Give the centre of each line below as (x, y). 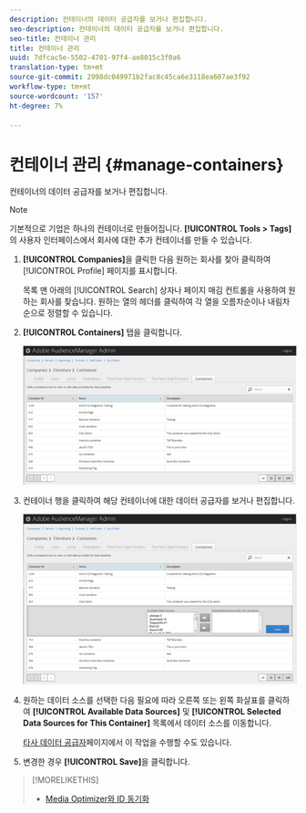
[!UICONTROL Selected (236, 711)
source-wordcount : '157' (56, 96)
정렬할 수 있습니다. (80, 313)
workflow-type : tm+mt (51, 87)
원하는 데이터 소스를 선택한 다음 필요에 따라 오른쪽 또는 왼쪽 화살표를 (144, 700)
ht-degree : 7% (36, 106)
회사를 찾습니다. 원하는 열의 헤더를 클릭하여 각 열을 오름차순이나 (153, 302)
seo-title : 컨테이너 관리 (53, 38)
